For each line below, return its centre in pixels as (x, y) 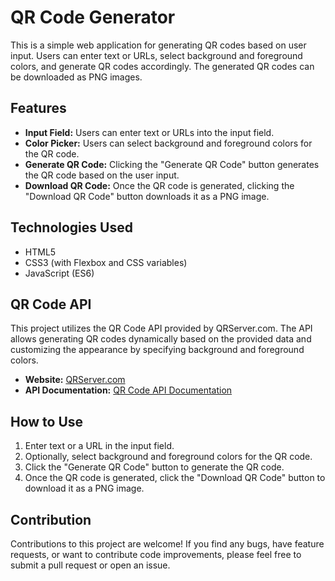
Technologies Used (71, 227)
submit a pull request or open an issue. (90, 565)
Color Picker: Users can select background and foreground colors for (168, 143)
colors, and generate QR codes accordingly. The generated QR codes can (162, 66)
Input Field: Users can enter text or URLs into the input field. (149, 132)
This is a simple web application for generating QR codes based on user (158, 45)
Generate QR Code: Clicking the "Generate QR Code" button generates (172, 164)
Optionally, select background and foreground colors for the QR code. (168, 457)
